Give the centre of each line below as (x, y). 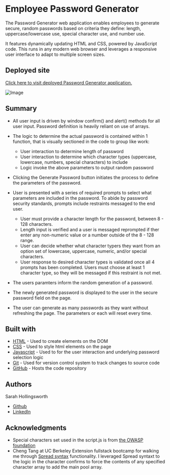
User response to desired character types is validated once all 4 (88, 262)
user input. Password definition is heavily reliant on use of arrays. (81, 126)
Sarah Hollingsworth (27, 397)
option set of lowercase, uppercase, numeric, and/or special (83, 251)
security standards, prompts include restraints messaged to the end (84, 203)
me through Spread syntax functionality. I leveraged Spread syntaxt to (86, 456)
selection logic (28, 358)
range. (27, 240)
